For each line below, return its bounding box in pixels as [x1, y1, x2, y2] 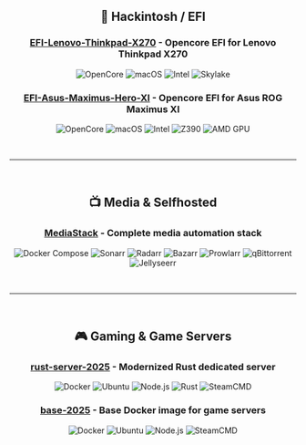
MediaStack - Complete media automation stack [44, 227, 262, 240]
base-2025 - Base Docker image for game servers [39, 404, 267, 417]
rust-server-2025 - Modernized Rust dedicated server [30, 360, 276, 373]
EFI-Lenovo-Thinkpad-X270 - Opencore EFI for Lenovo [29, 36, 277, 49]
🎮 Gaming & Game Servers [74, 329, 232, 345]
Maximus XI [126, 102, 180, 115]
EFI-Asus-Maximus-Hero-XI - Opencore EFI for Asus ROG [23, 91, 283, 104]
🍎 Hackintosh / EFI [99, 9, 207, 25]
